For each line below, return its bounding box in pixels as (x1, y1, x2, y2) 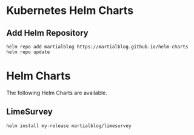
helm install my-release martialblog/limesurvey (6, 122, 132, 129)
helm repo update (6, 49, 50, 55)
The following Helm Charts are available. (6, 89, 108, 96)
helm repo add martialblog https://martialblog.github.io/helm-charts (6, 44, 189, 50)
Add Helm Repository (6, 28, 89, 38)
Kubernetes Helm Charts (6, 4, 134, 18)
